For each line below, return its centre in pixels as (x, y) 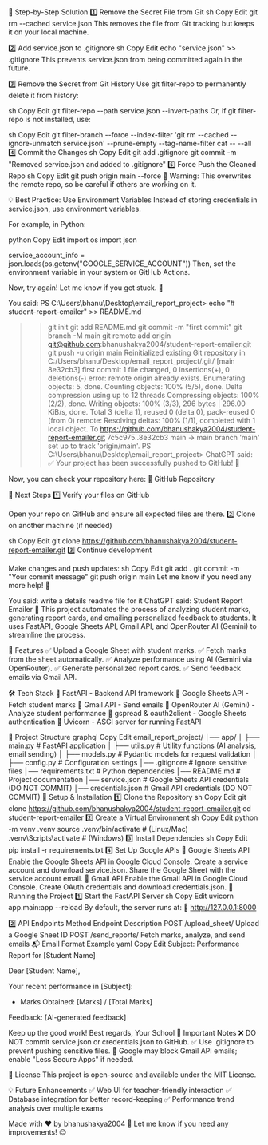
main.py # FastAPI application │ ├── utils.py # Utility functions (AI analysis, (132, 745)
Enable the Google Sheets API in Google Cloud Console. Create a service (128, 861)
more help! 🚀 (29, 585)
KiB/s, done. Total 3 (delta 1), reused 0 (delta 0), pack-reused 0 (152, 412)
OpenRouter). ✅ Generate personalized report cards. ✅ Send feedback (125, 668)
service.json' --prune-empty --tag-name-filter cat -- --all (157, 143)
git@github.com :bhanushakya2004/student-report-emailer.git (150, 344)
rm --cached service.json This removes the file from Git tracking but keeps (131, 24)
